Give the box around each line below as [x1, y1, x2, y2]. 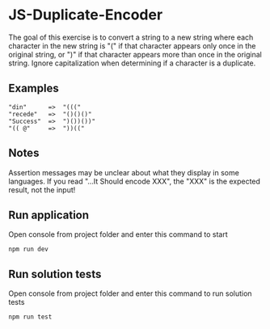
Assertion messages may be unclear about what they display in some [8, 167, 240, 177]
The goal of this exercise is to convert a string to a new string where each [8, 32, 254, 42]
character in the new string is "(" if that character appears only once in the [8, 40, 256, 50]
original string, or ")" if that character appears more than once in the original [8, 49, 263, 59]
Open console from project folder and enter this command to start [8, 230, 228, 239]
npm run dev [8, 245, 49, 254]
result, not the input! [8, 184, 76, 195]
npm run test [8, 313, 53, 321]
